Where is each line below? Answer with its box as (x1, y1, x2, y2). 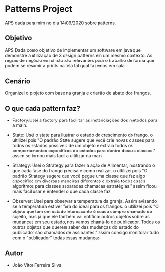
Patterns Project (5, 3, 73, 15)
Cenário (5, 77, 31, 86)
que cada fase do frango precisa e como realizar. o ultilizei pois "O (12, 168, 148, 174)
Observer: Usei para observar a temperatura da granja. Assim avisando (12, 198, 157, 204)
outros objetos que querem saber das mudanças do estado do (12, 224, 139, 230)
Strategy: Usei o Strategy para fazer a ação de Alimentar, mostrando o (12, 162, 155, 168)
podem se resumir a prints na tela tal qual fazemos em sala (5, 62, 125, 68)
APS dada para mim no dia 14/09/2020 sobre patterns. (5, 20, 116, 26)
